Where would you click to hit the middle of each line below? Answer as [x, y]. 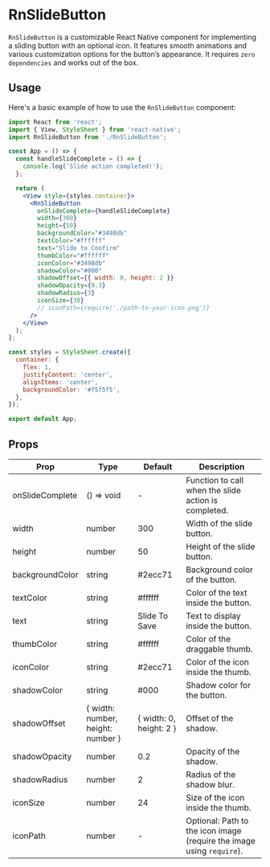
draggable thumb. [219, 648]
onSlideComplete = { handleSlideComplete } [104, 211]
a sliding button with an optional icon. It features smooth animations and [128, 45]
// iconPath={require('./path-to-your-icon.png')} [124, 308]
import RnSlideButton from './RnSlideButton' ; [88, 137]
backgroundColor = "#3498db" [82, 233]
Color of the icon [217, 662]
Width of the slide [219, 523]
